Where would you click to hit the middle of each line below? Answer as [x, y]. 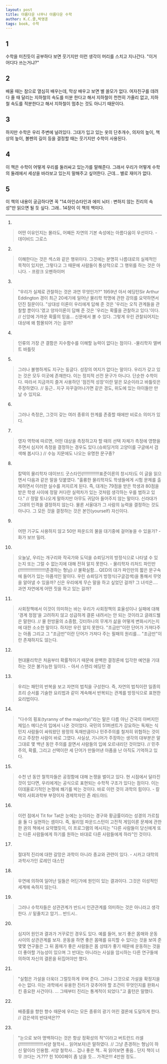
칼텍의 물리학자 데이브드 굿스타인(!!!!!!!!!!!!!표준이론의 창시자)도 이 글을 [85, 474]
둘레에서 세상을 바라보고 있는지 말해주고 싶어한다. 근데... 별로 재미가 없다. [81, 173]
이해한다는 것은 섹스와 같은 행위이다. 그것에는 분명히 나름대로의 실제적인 [87, 259]
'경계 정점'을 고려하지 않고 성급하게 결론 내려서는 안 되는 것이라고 [81, 615]
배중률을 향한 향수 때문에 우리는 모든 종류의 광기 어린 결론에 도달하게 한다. [89, 1012]
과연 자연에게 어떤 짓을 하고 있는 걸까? [55, 589]
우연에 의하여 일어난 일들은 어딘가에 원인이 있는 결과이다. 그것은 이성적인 [88, 881]
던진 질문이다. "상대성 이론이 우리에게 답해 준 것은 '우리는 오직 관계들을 [86, 304]
